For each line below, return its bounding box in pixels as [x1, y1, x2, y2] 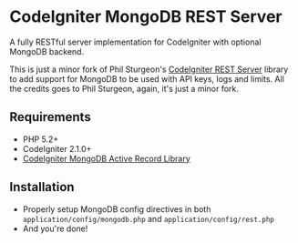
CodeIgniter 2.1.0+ [22, 143, 92, 154]
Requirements [9, 109, 91, 125]
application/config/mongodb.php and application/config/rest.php [22, 213, 275, 224]
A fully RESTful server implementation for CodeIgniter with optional [9, 36, 262, 47]
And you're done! [22, 223, 88, 234]
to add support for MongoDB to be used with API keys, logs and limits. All [9, 73, 285, 84]
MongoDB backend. [9, 46, 85, 56]
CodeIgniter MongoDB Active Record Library [22, 153, 191, 164]
